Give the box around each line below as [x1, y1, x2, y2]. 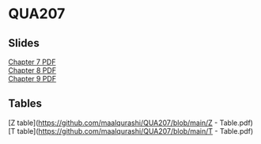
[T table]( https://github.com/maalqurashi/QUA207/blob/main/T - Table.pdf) [8, 126, 254, 135]
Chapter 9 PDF [8, 74, 57, 83]
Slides [8, 36, 40, 50]
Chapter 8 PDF [8, 66, 57, 75]
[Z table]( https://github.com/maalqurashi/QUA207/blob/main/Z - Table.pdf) [8, 118, 253, 127]
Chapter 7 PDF [8, 57, 56, 66]
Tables [8, 97, 42, 111]
